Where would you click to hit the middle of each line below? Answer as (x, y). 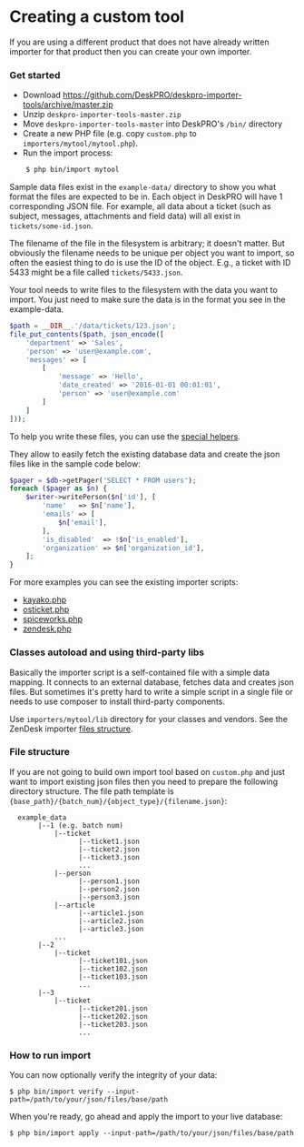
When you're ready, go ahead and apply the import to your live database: (146, 1117)
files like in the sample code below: (75, 463)
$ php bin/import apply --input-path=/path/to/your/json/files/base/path (152, 1133)
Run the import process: (68, 153)
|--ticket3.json (109, 857)
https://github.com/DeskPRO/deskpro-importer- (152, 95)
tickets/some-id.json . (51, 226)
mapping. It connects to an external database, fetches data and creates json (152, 682)
